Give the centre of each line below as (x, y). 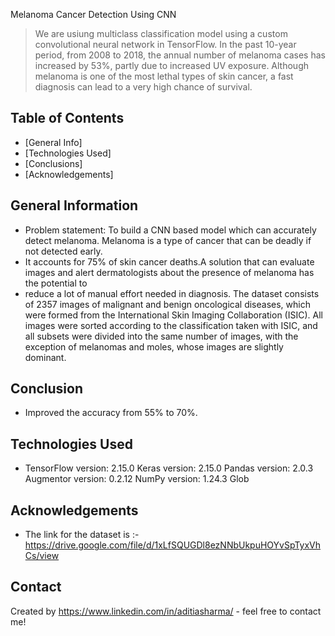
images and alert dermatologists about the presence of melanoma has (169, 272)
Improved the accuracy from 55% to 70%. (111, 413)
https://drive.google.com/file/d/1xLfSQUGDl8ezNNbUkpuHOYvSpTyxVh (173, 545)
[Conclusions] (53, 163)
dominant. (45, 357)
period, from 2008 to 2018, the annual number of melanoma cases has (180, 55)
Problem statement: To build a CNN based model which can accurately (170, 230)
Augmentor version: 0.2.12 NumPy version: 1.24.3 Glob (137, 479)
